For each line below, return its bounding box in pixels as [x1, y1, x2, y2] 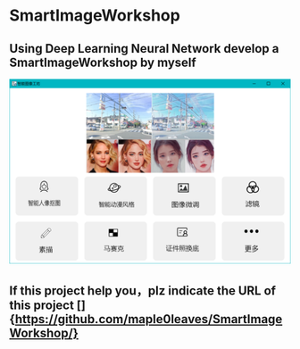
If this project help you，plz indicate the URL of [9, 283, 277, 299]
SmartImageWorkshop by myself [9, 54, 196, 70]
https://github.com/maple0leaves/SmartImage [14, 312, 283, 327]
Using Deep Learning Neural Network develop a [9, 41, 279, 56]
